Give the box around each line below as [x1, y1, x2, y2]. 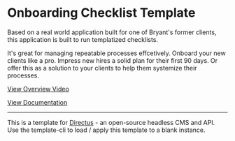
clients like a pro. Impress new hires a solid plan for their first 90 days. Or [7, 56, 218, 64]
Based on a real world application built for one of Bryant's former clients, [7, 28, 217, 36]
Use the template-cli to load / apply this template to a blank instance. [7, 126, 206, 134]
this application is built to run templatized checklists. [7, 35, 159, 43]
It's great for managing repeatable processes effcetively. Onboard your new [7, 49, 226, 57]
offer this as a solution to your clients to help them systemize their [7, 64, 197, 72]
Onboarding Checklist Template [7, 5, 196, 21]
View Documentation [7, 98, 68, 106]
